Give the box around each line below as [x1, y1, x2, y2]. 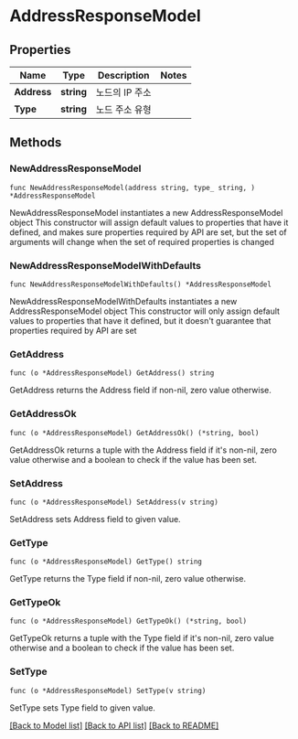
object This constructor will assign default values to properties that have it [9, 217, 289, 228]
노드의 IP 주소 [95, 86, 152, 99]
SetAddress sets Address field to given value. [9, 513, 181, 524]
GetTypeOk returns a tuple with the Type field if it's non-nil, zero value [9, 633, 274, 644]
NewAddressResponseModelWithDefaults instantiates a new [9, 295, 238, 306]
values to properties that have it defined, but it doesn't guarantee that [9, 315, 271, 326]
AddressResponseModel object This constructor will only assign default [9, 305, 281, 316]
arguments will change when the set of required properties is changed [9, 236, 274, 247]
